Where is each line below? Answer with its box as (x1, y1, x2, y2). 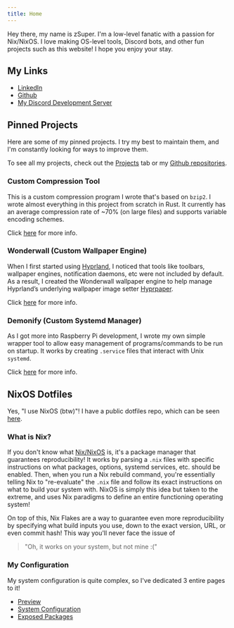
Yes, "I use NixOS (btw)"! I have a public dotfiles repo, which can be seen (7, 406, 220, 415)
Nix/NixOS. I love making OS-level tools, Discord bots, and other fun (7, 37, 204, 46)
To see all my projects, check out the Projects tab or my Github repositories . (7, 159, 227, 168)
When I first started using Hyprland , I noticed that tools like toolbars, (7, 262, 205, 270)
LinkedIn (17, 84, 43, 92)
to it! (7, 584, 20, 592)
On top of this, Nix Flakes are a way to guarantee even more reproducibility (7, 514, 225, 522)
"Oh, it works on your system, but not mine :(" (24, 543, 158, 551)
